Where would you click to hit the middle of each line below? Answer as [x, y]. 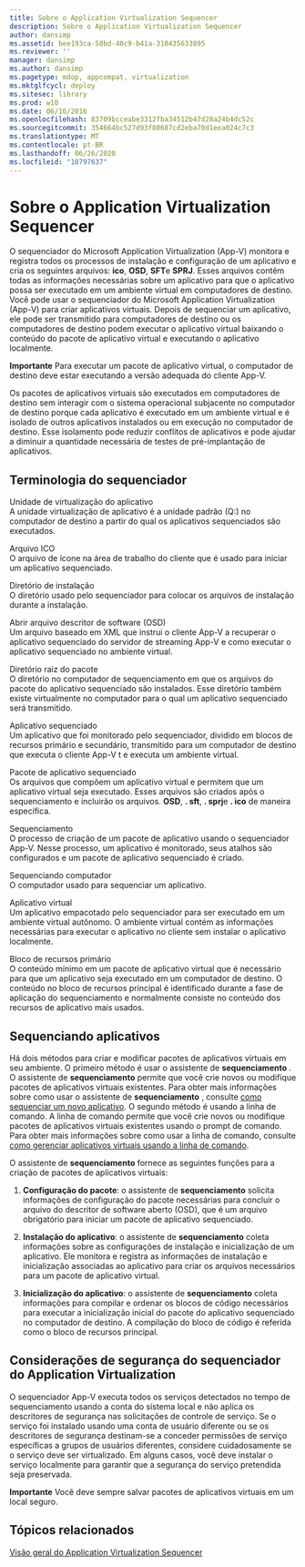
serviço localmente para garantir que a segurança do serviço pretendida [145, 1464]
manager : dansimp [42, 60]
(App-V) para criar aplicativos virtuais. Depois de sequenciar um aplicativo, [150, 310]
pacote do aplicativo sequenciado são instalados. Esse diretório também [146, 689]
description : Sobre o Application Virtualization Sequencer [126, 26]
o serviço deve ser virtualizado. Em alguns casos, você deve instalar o [141, 1455]
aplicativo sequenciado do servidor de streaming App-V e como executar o [150, 642]
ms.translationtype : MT [55, 137]
